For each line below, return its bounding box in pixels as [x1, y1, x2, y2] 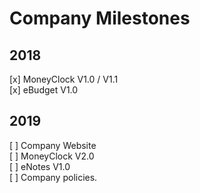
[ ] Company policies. [9, 171, 98, 183]
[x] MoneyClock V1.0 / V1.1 [9, 73, 119, 85]
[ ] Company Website [9, 139, 97, 151]
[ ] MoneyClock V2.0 [9, 150, 95, 162]
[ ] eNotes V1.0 [9, 160, 71, 172]
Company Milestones [9, 7, 191, 30]
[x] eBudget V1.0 [9, 84, 79, 96]
